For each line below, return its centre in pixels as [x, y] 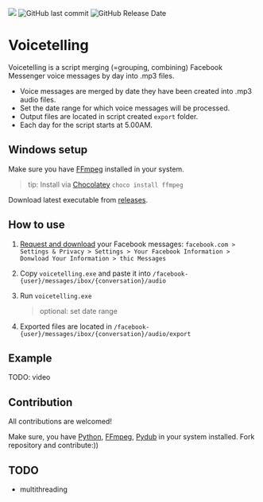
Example [30, 358]
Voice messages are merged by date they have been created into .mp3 [136, 91]
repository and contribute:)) [54, 446]
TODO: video [29, 377]
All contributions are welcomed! [60, 422]
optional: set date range [78, 311]
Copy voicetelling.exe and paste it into [85, 273]
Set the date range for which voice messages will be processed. [125, 108]
